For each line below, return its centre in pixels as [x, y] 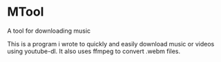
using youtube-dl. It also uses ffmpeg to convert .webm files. [94, 51]
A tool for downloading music [49, 31]
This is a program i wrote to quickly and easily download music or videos [111, 44]
